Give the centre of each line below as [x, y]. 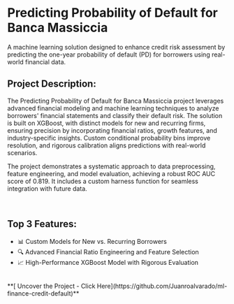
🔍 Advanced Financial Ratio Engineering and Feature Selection [108, 252]
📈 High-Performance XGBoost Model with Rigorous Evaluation [108, 262]
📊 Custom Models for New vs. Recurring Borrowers [92, 241]
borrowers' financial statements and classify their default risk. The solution [115, 115]
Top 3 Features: [42, 224]
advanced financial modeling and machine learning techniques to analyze [113, 108]
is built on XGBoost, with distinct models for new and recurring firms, [107, 123]
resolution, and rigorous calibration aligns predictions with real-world [107, 145]
